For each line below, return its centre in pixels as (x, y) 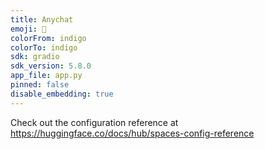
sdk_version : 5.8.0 (51, 66)
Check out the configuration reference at (94, 122)
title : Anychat (42, 19)
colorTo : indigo (44, 47)
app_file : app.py (46, 76)
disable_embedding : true (62, 94)
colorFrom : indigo (48, 38)
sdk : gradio (35, 57)
